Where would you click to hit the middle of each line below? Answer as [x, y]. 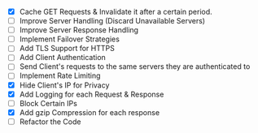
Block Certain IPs [48, 103]
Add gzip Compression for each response [90, 112]
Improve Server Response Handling [79, 30]
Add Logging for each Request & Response [92, 94]
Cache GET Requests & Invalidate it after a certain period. [116, 12]
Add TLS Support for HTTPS [67, 49]
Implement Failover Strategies [69, 39]
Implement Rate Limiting [60, 75]
